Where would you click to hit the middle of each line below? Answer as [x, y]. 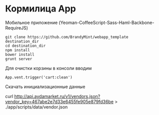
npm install [17, 50]
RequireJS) [17, 27]
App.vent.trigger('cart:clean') [39, 77]
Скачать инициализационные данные [45, 86]
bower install [20, 54]
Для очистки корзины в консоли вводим [48, 68]
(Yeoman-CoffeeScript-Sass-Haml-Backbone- [106, 22]
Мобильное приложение [31, 22]
